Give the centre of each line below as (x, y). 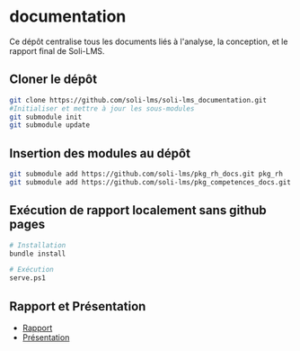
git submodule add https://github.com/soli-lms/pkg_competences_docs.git (150, 182)
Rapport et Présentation (78, 306)
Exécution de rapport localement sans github (138, 210)
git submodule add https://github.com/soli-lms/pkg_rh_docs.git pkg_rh (146, 174)
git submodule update (50, 125)
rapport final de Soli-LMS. (57, 50)
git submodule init (46, 117)
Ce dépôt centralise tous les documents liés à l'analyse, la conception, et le (149, 41)
